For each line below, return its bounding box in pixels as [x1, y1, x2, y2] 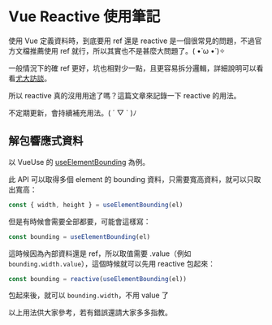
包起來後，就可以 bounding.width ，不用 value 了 [8, 290, 169, 301]
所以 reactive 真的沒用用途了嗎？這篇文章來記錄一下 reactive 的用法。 [8, 90, 241, 100]
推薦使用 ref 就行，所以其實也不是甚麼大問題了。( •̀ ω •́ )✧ [29, 45, 226, 55]
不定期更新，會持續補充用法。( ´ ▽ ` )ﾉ [8, 107, 137, 118]
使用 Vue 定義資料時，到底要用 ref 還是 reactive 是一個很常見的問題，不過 [8, 36, 256, 45]
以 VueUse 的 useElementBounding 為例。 [8, 157, 150, 167]
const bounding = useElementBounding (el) [8, 232, 151, 240]
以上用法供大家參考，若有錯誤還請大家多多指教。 [8, 308, 172, 318]
